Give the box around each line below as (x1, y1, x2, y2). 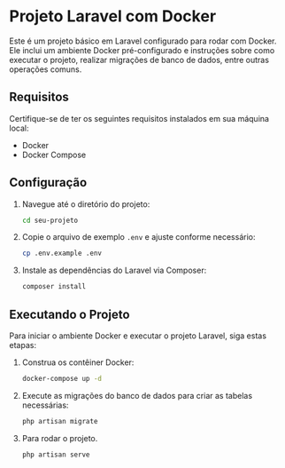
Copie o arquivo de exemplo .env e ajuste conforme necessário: (21, 232, 256, 242)
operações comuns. (9, 64, 82, 75)
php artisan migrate (21, 416, 98, 425)
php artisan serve (21, 450, 90, 459)
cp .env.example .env (21, 249, 102, 258)
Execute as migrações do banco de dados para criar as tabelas (21, 390, 253, 401)
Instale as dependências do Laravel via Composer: (21, 265, 207, 276)
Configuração (9, 175, 88, 190)
